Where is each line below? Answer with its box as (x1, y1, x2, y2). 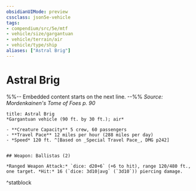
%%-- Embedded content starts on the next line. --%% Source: (6, 93, 163, 100)
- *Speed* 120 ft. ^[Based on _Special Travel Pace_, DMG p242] (6, 137, 170, 143)
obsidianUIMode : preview (6, 8, 68, 15)
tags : (6, 20, 20, 26)
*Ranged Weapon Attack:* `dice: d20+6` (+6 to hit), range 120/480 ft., (6, 163, 191, 169)
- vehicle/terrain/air (6, 36, 63, 42)
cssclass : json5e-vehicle (6, 14, 71, 20)
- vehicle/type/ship (6, 42, 58, 48)
